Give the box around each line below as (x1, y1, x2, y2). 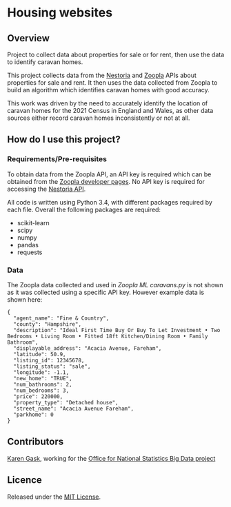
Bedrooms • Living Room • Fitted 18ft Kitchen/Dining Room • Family (7, 333, 208, 340)
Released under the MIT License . (7, 493, 101, 501)
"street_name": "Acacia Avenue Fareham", (13, 405, 134, 412)
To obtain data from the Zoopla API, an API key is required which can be (7, 170, 212, 178)
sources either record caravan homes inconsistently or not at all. (7, 114, 190, 122)
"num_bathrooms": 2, (13, 381, 72, 388)
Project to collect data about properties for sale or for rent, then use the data (7, 50, 225, 59)
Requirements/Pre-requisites (7, 154, 108, 164)
